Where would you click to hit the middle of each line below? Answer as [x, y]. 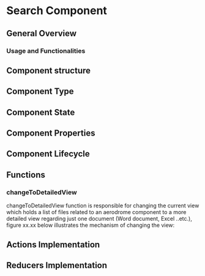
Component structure [48, 70]
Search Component [57, 11]
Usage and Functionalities [46, 51]
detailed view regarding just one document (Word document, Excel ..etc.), [99, 219]
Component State [41, 112]
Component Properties [51, 133]
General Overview [42, 33]
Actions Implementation [53, 244]
